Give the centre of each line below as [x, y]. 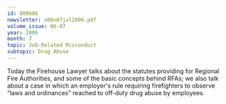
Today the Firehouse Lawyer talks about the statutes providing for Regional [113, 71]
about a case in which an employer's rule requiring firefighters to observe [111, 86]
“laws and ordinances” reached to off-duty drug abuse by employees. [106, 92]
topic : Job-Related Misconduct [52, 45]
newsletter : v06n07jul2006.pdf [52, 20]
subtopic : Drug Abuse [38, 52]
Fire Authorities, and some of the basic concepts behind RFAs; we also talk [113, 78]
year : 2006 [23, 32]
